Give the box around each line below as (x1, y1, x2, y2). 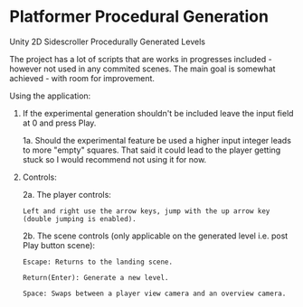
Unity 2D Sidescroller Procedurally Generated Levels (9, 36, 206, 47)
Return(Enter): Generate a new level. (22, 273, 169, 282)
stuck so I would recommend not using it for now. (22, 153, 207, 164)
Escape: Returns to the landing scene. (22, 257, 174, 266)
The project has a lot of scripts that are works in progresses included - (9, 53, 273, 64)
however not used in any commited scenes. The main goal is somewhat (9, 63, 276, 74)
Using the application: (9, 90, 91, 101)
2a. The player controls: (22, 189, 111, 200)
